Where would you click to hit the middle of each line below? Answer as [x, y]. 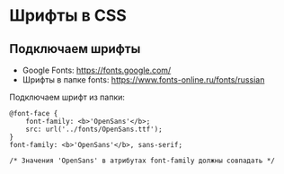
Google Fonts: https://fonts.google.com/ [97, 70]
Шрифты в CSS [68, 16]
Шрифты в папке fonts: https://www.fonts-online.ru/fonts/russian [143, 80]
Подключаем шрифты [75, 49]
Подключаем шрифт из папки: [67, 97]
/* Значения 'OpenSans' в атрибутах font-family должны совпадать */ [142, 161]
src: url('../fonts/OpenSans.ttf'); [94, 129]
